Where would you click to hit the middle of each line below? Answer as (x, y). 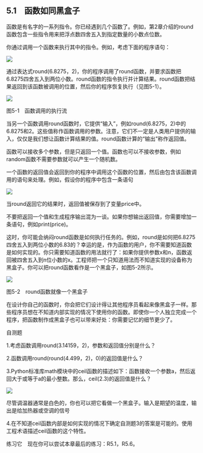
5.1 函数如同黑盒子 (43, 11)
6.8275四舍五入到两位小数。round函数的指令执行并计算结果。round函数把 (98, 79)
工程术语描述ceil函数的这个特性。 (48, 431)
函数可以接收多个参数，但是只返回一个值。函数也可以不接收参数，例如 (94, 151)
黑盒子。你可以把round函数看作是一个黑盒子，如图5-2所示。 (82, 267)
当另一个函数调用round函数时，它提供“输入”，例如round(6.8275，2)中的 (96, 124)
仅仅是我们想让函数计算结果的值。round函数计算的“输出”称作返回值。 (103, 139)
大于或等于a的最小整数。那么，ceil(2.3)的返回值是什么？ (81, 379)
